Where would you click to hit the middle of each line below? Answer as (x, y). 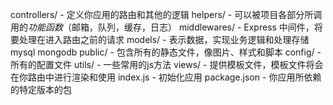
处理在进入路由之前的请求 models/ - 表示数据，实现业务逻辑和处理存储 (164, 39)
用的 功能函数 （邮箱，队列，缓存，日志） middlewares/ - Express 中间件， (162, 27)
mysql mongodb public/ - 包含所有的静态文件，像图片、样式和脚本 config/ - (166, 52)
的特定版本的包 (41, 89)
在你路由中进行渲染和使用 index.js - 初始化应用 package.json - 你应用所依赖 (166, 77)
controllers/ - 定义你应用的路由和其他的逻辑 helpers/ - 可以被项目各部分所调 (166, 14)
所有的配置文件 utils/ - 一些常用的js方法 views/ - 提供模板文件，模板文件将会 (167, 64)
